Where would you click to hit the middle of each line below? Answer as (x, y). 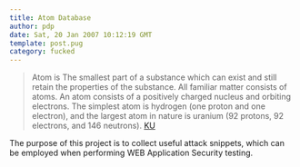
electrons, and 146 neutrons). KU (94, 126)
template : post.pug (46, 43)
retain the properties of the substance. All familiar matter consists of (160, 87)
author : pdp (32, 26)
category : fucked (42, 52)
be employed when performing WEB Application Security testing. (131, 153)
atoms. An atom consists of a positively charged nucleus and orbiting (161, 97)
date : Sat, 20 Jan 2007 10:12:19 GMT (81, 34)
